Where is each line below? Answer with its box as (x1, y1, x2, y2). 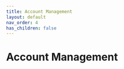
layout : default (6, 14, 46, 20)
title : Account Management (6, 8, 73, 15)
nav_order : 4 (6, 19, 38, 25)
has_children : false (6, 25, 57, 31)
